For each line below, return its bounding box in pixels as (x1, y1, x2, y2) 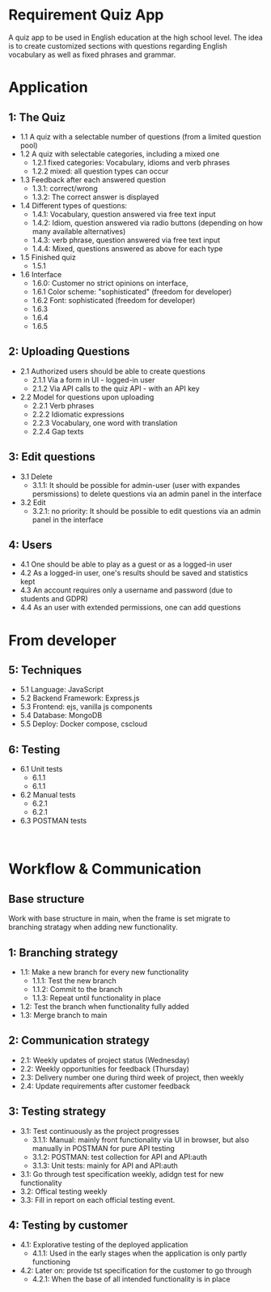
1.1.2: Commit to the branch (32, 985, 123, 994)
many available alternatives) (32, 226, 126, 236)
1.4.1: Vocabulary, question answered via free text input (32, 209, 216, 219)
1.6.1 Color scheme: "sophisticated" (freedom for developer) (32, 286, 232, 297)
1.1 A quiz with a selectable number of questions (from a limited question (19, 131, 261, 141)
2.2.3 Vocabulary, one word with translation (32, 417, 178, 427)
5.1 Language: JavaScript (19, 685, 104, 695)
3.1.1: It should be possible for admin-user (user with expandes (32, 480, 240, 490)
